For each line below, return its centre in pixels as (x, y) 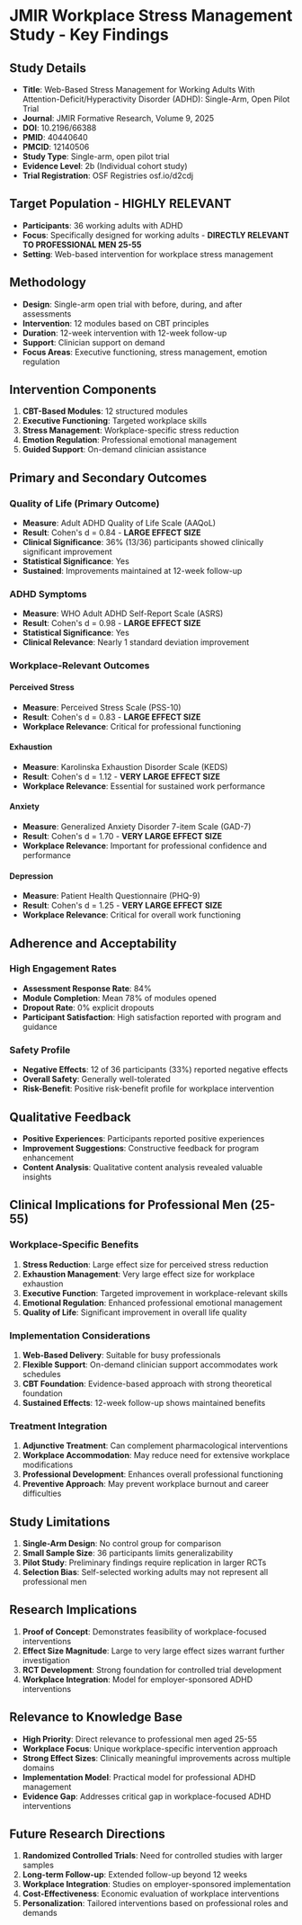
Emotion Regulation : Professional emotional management (129, 440)
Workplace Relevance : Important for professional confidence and (144, 846)
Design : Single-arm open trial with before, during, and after (132, 304)
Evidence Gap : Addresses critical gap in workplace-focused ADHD (147, 1796)
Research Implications (73, 1610)
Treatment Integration (58, 1426)
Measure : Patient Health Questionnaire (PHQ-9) (111, 896)
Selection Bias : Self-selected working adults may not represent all (145, 1572)
